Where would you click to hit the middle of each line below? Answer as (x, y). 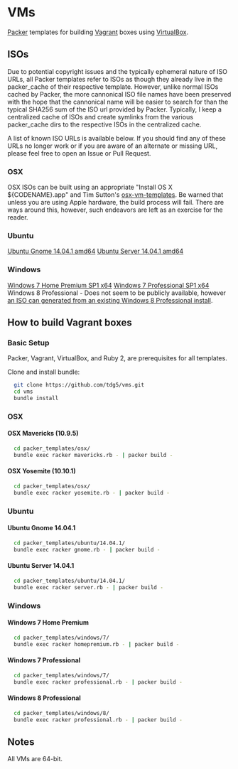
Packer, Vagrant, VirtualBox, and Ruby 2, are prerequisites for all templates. (117, 358)
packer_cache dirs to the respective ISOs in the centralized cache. (104, 124)
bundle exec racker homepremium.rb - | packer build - (97, 644)
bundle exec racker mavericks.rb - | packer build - (93, 455)
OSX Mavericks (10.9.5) (43, 434)
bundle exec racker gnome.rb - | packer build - (87, 549)
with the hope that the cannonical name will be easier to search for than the (118, 102)
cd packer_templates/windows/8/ (62, 713)
